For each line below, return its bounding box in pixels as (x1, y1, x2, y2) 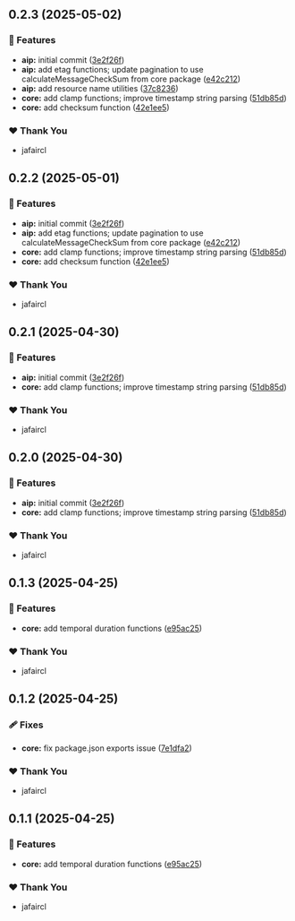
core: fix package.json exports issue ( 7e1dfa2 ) (21, 743, 193, 753)
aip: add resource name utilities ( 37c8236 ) (21, 82, 180, 93)
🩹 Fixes (8, 719, 44, 731)
